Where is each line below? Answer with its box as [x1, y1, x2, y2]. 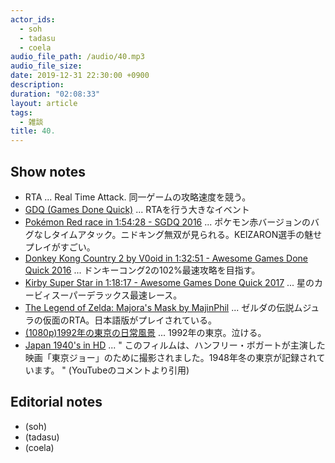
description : [10, 80, 65, 90]
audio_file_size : [10, 61, 83, 71]
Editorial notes [10, 394, 103, 411]
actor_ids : [10, 14, 56, 25]
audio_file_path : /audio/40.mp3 [10, 52, 145, 62]
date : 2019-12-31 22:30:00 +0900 [10, 71, 150, 81]
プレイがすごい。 [24, 241, 96, 253]
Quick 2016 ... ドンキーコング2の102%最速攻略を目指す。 [24, 264, 261, 276]
